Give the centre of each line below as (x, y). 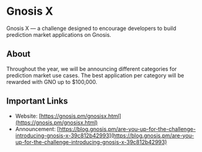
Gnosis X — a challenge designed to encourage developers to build (91, 28)
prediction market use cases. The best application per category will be (95, 75)
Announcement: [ (37, 129)
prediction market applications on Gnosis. (59, 34)
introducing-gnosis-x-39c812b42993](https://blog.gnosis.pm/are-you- (105, 135)
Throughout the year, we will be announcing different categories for (92, 69)
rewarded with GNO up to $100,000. (52, 82)
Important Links (37, 101)
